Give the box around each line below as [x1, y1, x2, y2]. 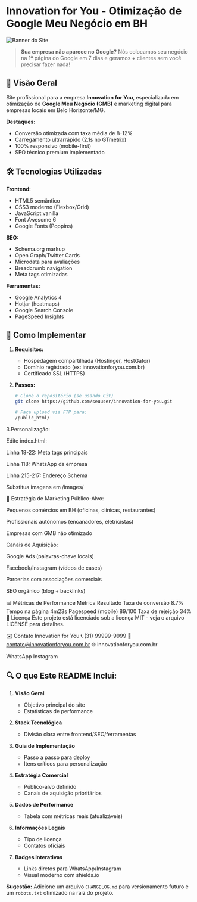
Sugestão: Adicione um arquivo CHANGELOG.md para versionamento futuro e [6, 883, 189, 890]
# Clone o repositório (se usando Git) [14, 393, 114, 399]
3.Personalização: [6, 425, 51, 433]
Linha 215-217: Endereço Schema [6, 472, 88, 479]
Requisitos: [14, 346, 44, 353]
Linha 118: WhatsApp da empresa [6, 460, 88, 467]
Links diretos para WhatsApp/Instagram [23, 865, 121, 872]
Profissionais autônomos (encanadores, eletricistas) [6, 518, 134, 525]
